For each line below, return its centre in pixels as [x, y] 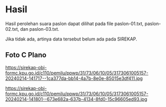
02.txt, [12, 29]
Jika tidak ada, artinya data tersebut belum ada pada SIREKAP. [71, 39]
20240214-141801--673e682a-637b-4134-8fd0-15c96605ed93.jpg [76, 99]
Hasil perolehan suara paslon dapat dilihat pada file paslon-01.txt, [75, 24]
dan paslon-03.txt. [40, 29]
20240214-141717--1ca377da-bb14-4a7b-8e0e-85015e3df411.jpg [74, 78]
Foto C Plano [26, 55]
